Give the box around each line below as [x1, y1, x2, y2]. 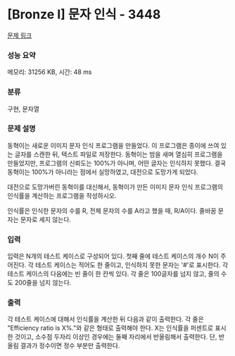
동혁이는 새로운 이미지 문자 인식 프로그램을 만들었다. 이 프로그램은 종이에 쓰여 [7, 141, 220, 149]
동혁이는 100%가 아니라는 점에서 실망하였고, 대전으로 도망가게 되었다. [7, 167, 198, 176]
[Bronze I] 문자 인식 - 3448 [7, 6, 161, 23]
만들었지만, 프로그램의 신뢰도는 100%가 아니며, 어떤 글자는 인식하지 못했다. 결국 [7, 159, 227, 167]
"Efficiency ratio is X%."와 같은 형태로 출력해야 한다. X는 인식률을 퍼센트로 [7, 324, 213, 332]
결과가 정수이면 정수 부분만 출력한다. [20, 341, 120, 350]
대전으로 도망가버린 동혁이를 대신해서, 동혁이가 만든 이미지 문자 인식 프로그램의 [7, 183, 224, 191]
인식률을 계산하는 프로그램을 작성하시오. [7, 191, 117, 200]
